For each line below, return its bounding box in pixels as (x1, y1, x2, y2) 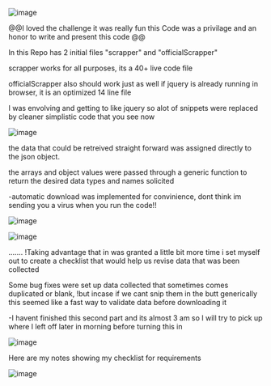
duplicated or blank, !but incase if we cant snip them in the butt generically (8, 289, 257, 299)
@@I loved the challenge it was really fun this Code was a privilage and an (8, 23, 257, 32)
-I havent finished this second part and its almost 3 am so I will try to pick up (8, 313, 263, 323)
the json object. (8, 152, 61, 161)
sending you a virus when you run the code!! (8, 201, 157, 210)
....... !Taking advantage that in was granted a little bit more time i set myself (8, 248, 260, 257)
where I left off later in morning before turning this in (8, 322, 184, 331)
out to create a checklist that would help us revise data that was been (8, 256, 240, 265)
